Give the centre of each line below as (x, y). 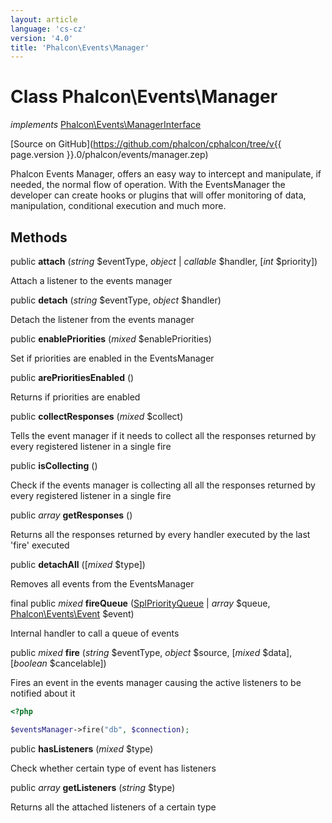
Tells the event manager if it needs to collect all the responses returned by (163, 435)
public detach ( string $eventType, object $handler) (116, 300)
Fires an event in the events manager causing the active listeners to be (156, 682)
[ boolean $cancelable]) (58, 663)
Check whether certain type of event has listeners (113, 768)
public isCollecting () (54, 465)
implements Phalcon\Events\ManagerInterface (106, 125)
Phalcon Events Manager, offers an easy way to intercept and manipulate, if (166, 174)
